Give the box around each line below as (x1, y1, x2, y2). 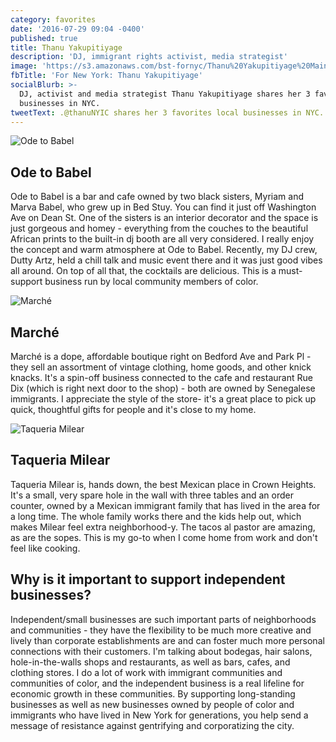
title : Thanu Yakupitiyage (10, 42, 123, 53)
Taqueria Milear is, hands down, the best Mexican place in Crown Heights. (10, 478, 317, 490)
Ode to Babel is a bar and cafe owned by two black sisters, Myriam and (10, 191, 305, 203)
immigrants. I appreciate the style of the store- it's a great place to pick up (10, 393, 317, 405)
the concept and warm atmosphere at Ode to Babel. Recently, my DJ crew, (10, 244, 318, 256)
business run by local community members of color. (44, 276, 259, 288)
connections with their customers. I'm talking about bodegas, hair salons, (10, 645, 313, 657)
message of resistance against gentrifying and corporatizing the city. (10, 719, 295, 731)
